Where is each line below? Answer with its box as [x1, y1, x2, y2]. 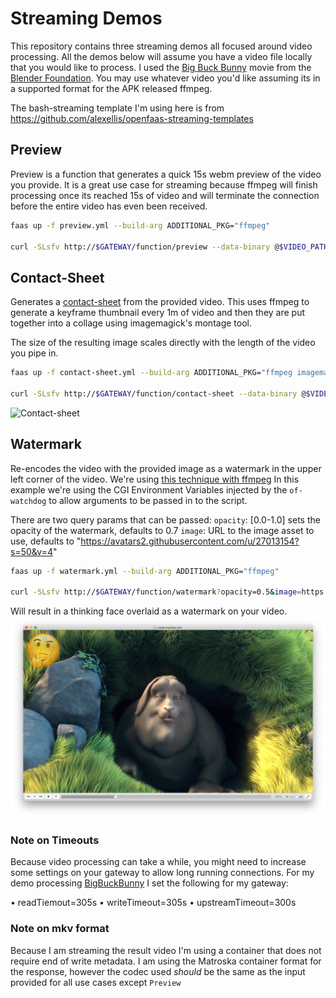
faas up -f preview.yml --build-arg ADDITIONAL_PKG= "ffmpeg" [10, 220, 271, 231]
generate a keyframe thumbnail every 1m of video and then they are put [10, 307, 306, 319]
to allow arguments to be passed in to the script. [48, 494, 248, 506]
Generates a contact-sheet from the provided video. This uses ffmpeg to [10, 296, 310, 308]
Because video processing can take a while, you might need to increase [10, 856, 307, 868]
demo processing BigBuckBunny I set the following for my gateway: [10, 877, 289, 889]
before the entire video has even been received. [10, 200, 208, 212]
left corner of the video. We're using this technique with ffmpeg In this [10, 473, 300, 485]
